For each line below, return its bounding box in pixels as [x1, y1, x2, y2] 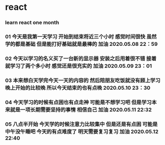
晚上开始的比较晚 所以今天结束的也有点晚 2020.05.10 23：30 [5, 84, 151, 91]
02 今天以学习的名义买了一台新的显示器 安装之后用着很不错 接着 [5, 55, 157, 62]
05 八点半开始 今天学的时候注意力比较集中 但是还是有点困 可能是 [5, 120, 158, 127]
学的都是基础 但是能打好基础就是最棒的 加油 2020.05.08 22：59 [5, 41, 158, 48]
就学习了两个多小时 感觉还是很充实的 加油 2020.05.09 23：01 [5, 62, 152, 69]
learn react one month [5, 19, 60, 26]
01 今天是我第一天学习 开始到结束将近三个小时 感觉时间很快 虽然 [5, 34, 157, 40]
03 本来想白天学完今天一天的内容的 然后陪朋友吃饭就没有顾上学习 [5, 77, 161, 84]
